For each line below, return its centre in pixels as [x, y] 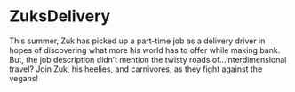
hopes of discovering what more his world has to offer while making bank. [145, 50]
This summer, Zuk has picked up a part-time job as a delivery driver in [137, 41]
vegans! [24, 78]
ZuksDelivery [60, 16]
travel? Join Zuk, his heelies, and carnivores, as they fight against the [136, 69]
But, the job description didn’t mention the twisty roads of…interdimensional [148, 59]
